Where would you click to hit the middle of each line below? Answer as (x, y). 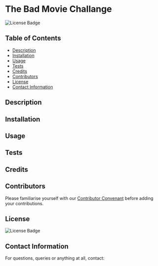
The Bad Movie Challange (59, 9)
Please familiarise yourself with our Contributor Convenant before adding (79, 198)
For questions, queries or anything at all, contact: (55, 258)
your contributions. (24, 203)
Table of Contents (33, 38)
